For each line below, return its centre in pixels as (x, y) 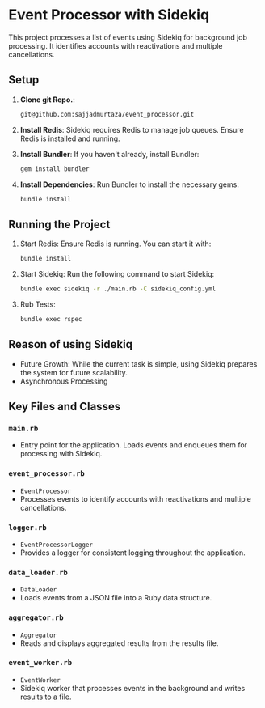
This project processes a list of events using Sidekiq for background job (128, 37)
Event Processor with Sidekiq (109, 15)
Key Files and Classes (65, 407)
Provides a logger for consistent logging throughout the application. (133, 553)
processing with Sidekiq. (61, 454)
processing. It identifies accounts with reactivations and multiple (116, 45)
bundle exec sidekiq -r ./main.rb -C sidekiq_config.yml (118, 289)
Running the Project (59, 224)
